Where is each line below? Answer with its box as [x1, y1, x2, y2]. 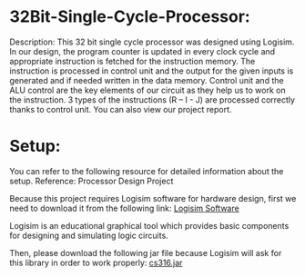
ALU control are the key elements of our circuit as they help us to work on [9, 84, 286, 95]
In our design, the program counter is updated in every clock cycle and [9, 45, 276, 56]
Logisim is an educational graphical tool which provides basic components [9, 220, 290, 231]
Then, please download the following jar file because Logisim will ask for [9, 247, 282, 258]
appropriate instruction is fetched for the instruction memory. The [9, 55, 256, 66]
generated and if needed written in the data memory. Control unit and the [9, 74, 284, 85]
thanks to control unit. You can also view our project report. [9, 104, 232, 114]
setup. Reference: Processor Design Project [9, 175, 174, 186]
